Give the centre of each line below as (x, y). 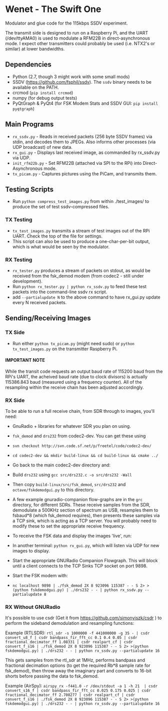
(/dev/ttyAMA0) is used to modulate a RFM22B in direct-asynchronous (77, 38)
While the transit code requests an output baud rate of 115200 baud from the (84, 371)
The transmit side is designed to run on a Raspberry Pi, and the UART (77, 33)
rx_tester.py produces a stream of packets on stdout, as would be (81, 270)
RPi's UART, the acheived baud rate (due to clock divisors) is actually (76, 376)
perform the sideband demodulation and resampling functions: (70, 623)
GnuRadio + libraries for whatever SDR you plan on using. (71, 426)
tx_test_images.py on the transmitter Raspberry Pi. (65, 349)
